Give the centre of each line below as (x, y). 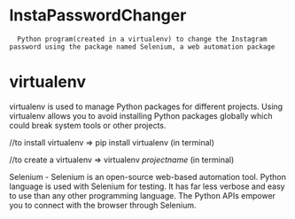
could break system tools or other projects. (88, 125)
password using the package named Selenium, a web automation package (142, 47)
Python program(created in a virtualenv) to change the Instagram (142, 39)
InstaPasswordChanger (98, 16)
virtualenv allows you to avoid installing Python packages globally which (141, 115)
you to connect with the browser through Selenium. (103, 205)
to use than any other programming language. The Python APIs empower (143, 195)
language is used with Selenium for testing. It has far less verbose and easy (147, 186)
